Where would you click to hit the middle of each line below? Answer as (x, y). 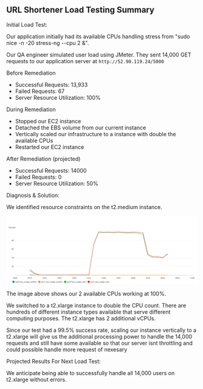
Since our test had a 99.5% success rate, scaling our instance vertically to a (101, 330)
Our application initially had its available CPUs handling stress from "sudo (98, 36)
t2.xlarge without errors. (36, 379)
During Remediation (31, 109)
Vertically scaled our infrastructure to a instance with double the (95, 134)
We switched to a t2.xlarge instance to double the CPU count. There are (96, 305)
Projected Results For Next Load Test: (54, 361)
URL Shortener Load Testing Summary (81, 10)
